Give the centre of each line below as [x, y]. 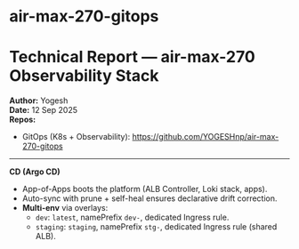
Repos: [23, 120]
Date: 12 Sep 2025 [44, 110]
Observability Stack [84, 76]
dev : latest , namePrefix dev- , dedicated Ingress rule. [132, 217]
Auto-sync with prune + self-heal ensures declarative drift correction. [149, 198]
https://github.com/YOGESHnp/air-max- [206, 137]
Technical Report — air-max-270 [132, 57]
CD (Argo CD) [35, 172]
